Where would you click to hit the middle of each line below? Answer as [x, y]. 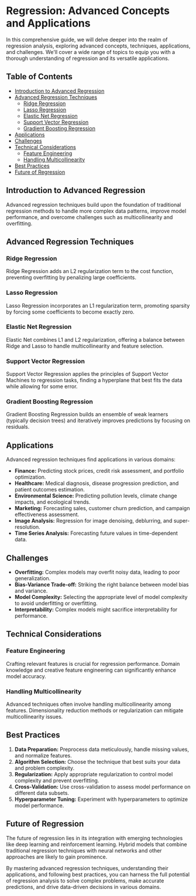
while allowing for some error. [42, 386]
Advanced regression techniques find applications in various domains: [91, 460]
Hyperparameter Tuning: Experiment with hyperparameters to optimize [101, 799]
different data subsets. [42, 793]
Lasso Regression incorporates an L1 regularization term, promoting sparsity [98, 305]
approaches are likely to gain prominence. [57, 857]
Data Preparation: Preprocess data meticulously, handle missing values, [102, 749]
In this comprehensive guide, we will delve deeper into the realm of [87, 39]
